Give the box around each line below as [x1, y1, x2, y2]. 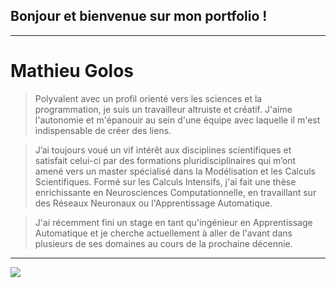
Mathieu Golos [10, 60, 135, 82]
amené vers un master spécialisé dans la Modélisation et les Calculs [34, 165, 316, 177]
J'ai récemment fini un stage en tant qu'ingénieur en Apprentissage [34, 216, 313, 228]
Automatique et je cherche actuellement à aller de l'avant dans [34, 227, 293, 239]
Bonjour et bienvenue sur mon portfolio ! [10, 8, 268, 25]
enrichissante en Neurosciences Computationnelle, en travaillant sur [34, 186, 317, 198]
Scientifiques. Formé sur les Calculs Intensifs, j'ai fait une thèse [34, 175, 297, 188]
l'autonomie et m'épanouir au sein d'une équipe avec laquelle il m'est [34, 114, 321, 126]
